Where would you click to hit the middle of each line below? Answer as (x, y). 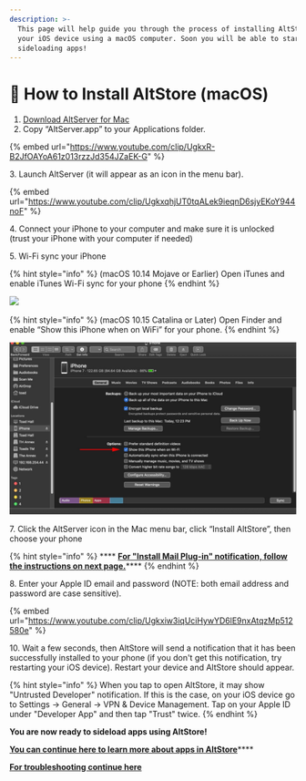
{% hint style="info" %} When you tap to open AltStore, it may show (137, 685)
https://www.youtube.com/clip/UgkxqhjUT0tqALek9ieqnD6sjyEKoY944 (162, 201)
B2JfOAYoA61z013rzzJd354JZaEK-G (79, 157)
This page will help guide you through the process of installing (146, 29)
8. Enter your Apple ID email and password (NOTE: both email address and (149, 584)
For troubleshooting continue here (76, 767)
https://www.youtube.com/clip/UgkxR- (143, 147)
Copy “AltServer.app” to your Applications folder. (114, 129)
